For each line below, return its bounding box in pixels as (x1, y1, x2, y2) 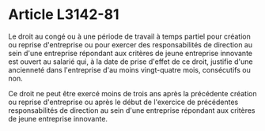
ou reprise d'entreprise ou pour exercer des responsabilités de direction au (8, 39, 253, 49)
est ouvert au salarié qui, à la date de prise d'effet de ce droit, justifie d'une (8, 57, 253, 66)
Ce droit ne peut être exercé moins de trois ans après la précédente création (8, 88, 257, 98)
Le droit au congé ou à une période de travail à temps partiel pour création (8, 32, 251, 41)
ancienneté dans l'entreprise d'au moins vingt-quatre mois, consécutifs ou (8, 65, 251, 74)
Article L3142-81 (8, 6, 120, 24)
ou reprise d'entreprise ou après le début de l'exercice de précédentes (8, 97, 239, 107)
